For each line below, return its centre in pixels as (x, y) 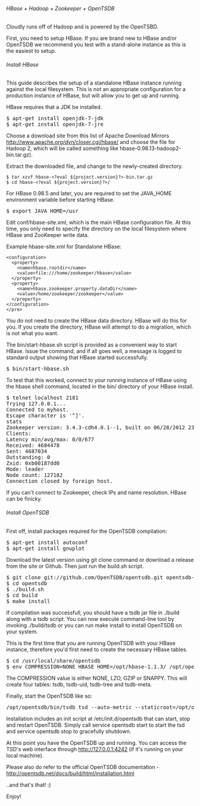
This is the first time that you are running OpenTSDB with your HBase (91, 643)
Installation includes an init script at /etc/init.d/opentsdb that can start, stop (98, 718)
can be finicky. (24, 499)
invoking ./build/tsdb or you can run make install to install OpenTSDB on (94, 625)
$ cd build (22, 595)
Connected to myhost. (38, 410)
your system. (22, 632)
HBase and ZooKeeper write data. (48, 235)
